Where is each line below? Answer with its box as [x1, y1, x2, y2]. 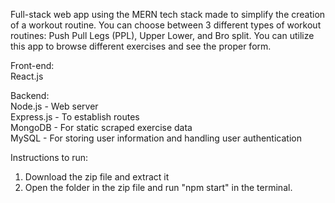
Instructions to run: [10, 152, 89, 163]
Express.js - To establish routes [10, 111, 140, 123]
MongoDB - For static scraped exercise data [10, 122, 193, 133]
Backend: [10, 90, 50, 101]
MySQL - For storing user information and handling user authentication [10, 132, 302, 144]
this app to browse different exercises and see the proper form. [10, 40, 272, 52]
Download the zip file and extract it [24, 171, 170, 183]
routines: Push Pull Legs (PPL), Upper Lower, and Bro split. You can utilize [10, 30, 315, 41]
